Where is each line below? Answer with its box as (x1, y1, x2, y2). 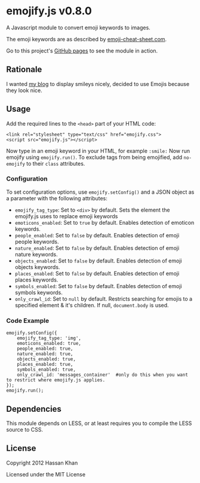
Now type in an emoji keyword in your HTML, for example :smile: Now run (6, 147, 190, 154)
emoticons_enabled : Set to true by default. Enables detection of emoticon (14, 219, 195, 226)
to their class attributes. (26, 160, 85, 167)
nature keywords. (14, 250, 58, 258)
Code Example (6, 316, 50, 325)
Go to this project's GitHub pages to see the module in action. (6, 47, 158, 54)
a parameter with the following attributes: (6, 194, 107, 201)
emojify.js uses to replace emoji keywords (14, 212, 118, 219)
